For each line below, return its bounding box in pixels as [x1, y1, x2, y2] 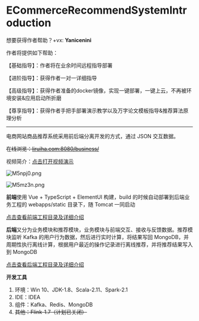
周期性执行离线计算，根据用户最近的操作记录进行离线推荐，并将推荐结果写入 [6, 241, 193, 248]
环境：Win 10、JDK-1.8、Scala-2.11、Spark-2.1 [14, 286, 129, 293]
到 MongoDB [6, 248, 37, 255]
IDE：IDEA [14, 293, 41, 300]
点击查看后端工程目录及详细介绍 [6, 260, 84, 268]
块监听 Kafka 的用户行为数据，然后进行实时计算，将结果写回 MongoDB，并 [6, 233, 190, 240]
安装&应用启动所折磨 [11, 94, 62, 101]
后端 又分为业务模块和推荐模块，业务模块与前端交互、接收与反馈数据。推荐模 [6, 226, 193, 233]
